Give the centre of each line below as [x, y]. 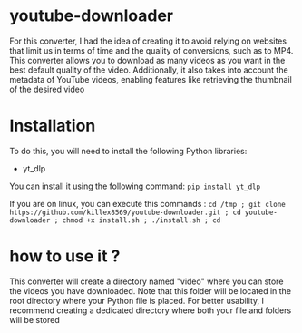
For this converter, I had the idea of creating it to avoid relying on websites [148, 41]
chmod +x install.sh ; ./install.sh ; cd [141, 220]
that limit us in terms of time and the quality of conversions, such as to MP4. [151, 50]
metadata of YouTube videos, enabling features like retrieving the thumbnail [151, 79]
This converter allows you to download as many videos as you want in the [147, 60]
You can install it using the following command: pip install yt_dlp [135, 186]
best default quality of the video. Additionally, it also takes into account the [149, 70]
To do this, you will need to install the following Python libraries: [128, 151]
